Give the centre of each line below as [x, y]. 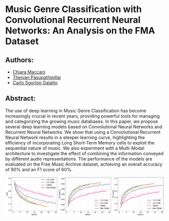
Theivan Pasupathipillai [37, 77]
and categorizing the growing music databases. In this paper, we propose [82, 121]
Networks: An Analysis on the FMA [80, 31]
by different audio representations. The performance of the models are [79, 159]
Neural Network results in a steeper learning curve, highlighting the [75, 137]
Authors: [19, 60]
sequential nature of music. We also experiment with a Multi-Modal [75, 148]
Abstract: [20, 98]
